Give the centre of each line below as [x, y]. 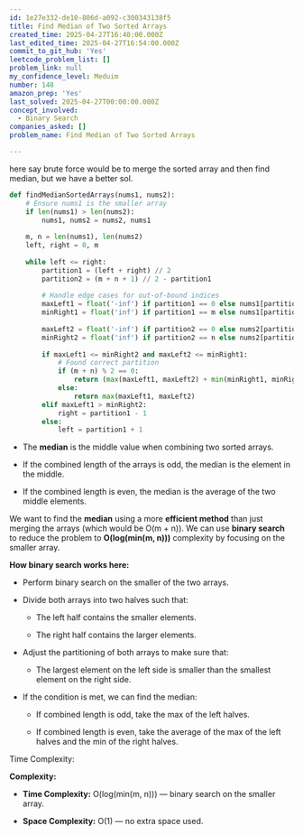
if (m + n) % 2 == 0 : [98, 371]
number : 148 [32, 85]
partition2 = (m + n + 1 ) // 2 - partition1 [127, 279]
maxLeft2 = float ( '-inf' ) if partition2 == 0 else [139, 329]
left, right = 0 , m [62, 246]
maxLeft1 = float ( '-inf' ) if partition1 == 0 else [139, 304]
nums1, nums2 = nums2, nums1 [96, 220]
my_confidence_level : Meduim [64, 77]
